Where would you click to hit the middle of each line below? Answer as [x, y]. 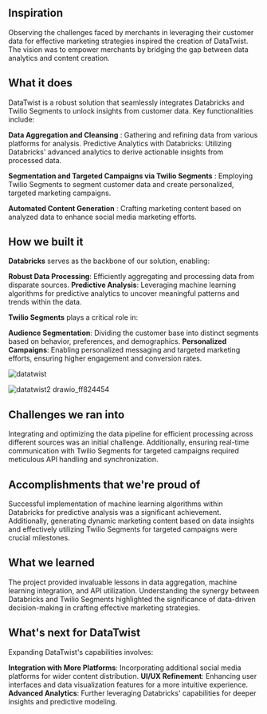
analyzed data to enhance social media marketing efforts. [102, 217]
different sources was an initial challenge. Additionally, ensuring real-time [129, 442]
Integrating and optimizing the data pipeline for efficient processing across [131, 434]
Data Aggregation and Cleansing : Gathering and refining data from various [133, 134]
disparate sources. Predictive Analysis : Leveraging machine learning [122, 285]
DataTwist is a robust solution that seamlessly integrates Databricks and [126, 102]
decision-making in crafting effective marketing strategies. [104, 608]
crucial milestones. [39, 538]
